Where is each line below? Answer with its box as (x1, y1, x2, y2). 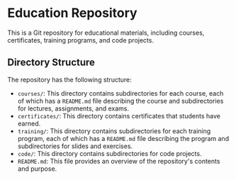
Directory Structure (7, 57, 96, 69)
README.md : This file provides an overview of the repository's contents (17, 157, 220, 165)
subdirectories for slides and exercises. (17, 142, 133, 150)
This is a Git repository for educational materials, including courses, (7, 28, 205, 37)
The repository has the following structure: (7, 75, 133, 84)
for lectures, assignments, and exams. (17, 104, 130, 113)
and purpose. (17, 164, 57, 173)
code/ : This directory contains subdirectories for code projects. (17, 149, 202, 157)
